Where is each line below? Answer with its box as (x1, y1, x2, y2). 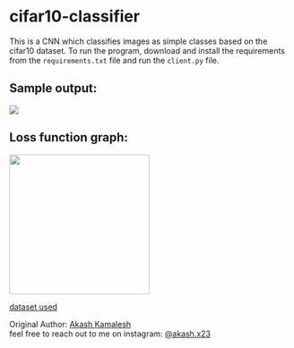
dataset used (9, 301, 58, 312)
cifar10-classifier (9, 6, 141, 27)
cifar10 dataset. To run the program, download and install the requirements (9, 45, 285, 55)
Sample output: (9, 81, 98, 96)
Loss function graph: (9, 130, 128, 145)
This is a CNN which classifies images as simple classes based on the (9, 36, 268, 47)
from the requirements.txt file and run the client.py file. (9, 55, 220, 65)
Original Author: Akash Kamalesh (9, 318, 132, 329)
